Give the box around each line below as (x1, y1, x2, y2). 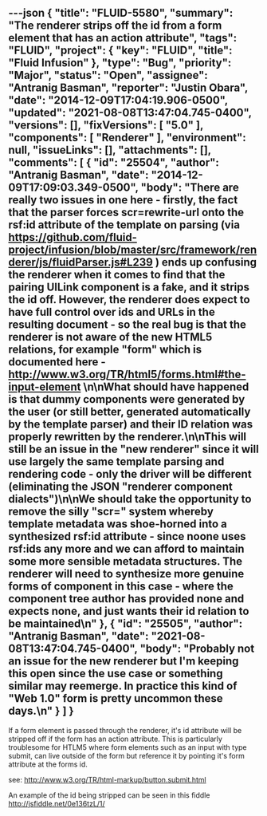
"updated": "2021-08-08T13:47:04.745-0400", (8, 106, 253, 120)
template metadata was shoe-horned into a (8, 518, 227, 531)
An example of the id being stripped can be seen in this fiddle (8, 790, 210, 800)
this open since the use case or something (8, 667, 223, 680)
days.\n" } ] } (8, 704, 74, 718)
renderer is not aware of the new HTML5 (8, 330, 213, 344)
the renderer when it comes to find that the (8, 268, 226, 282)
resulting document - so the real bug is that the (8, 318, 247, 332)
